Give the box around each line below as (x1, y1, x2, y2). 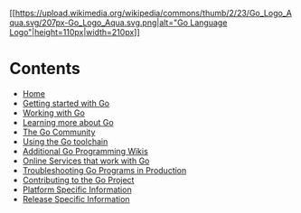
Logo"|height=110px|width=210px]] (9, 27, 140, 37)
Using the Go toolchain (22, 135, 108, 147)
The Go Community (22, 126, 96, 137)
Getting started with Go (22, 97, 110, 108)
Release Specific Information (22, 193, 130, 204)
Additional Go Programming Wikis (22, 145, 149, 156)
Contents (9, 59, 81, 79)
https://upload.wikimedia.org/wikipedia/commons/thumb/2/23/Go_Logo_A (14, 8, 292, 18)
